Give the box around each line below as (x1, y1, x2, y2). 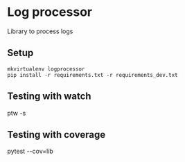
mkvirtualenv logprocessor (7, 65, 85, 73)
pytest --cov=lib (7, 147, 53, 156)
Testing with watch (7, 91, 91, 102)
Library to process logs (7, 27, 73, 35)
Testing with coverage (7, 129, 106, 141)
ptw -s (7, 109, 26, 117)
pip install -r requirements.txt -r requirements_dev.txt (7, 71, 178, 78)
